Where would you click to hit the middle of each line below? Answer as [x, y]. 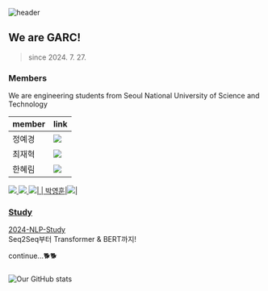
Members [27, 78]
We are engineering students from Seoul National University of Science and [134, 96]
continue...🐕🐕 [33, 256]
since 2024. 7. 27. [57, 57]
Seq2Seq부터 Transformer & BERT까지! [73, 239]
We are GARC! [45, 37]
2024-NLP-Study [37, 230]
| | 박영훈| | [57, 191]
